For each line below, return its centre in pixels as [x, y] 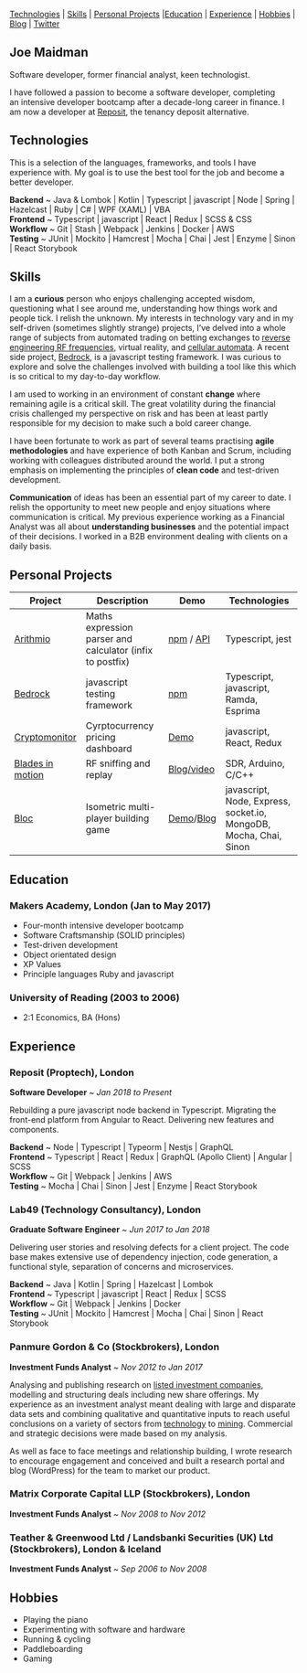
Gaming [37, 1658]
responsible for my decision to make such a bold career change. [131, 423]
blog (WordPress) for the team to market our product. [110, 1470]
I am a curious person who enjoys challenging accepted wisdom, [132, 299]
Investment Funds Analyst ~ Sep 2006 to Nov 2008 [108, 1569]
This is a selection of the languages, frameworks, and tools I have [133, 162]
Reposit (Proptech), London [72, 1072]
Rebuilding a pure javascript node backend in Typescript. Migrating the [143, 1110]
